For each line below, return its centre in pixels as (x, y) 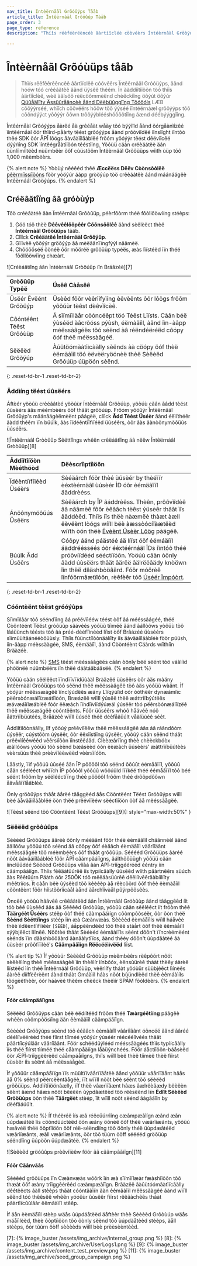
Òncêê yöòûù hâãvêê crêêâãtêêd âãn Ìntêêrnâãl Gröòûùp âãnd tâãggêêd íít (97, 901)
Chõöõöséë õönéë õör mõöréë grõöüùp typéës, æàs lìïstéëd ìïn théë (98, 249)
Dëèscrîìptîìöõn (83, 465)
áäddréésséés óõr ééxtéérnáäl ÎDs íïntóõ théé (124, 548)
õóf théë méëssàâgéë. (84, 337)
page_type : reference (33, 28)
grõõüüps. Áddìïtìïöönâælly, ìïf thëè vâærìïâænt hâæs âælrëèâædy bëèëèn (97, 1085)
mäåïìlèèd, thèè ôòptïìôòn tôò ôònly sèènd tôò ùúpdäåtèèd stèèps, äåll (91, 1221)
